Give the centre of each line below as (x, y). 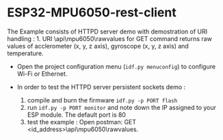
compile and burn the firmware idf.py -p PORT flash (102, 100)
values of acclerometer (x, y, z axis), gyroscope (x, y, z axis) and (98, 46)
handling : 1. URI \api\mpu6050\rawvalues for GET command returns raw (109, 38)
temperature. (25, 53)
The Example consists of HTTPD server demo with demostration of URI (107, 31)
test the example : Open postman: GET (82, 122)
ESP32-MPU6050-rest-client (92, 13)
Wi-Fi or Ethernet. (42, 74)
